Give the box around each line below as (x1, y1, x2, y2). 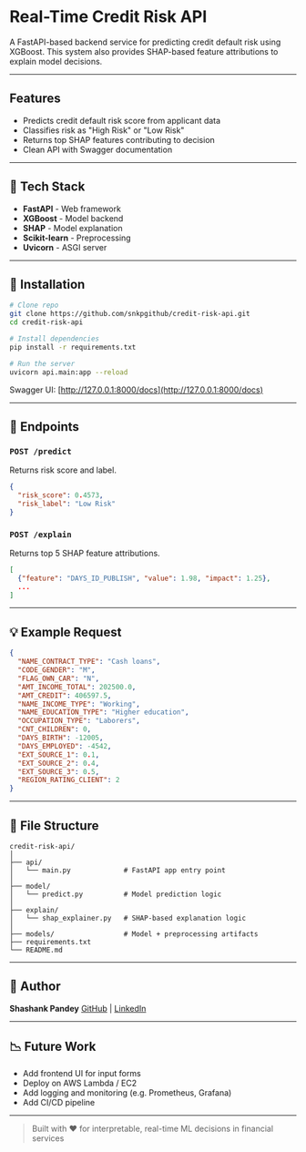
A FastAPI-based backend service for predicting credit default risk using (9, 36, 281, 47)
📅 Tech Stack (9, 179, 86, 195)
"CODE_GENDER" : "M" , (17, 666, 96, 675)
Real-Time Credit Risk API (9, 6, 208, 27)
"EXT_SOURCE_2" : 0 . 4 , (17, 759, 100, 768)
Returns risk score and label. (9, 464, 117, 475)
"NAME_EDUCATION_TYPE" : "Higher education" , (17, 708, 189, 717)
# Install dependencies (9, 334, 100, 343)
